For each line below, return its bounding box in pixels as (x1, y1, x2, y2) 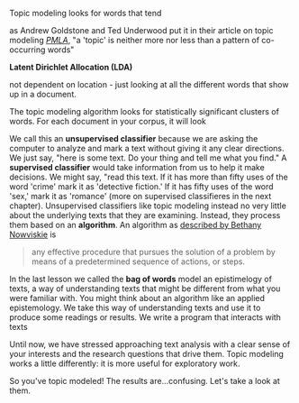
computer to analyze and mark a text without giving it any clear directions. (9, 143, 285, 153)
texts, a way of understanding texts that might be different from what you (9, 283, 281, 294)
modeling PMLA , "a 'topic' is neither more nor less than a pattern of (9, 35, 259, 45)
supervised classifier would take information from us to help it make (9, 162, 266, 172)
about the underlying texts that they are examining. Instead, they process (9, 210, 281, 220)
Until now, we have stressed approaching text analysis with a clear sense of (9, 339, 291, 350)
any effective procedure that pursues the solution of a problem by (31, 247, 276, 257)
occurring (9, 44, 46, 55)
